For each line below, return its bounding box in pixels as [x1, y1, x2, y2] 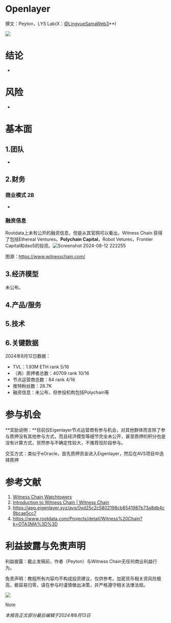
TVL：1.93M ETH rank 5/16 [12, 364, 70, 370]
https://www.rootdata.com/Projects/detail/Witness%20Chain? [12, 516, 142, 522]
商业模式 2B [5, 192, 35, 199]
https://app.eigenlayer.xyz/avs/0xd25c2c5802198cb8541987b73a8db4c [12, 505, 165, 511]
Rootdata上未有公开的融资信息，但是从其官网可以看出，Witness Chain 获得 [5, 230, 163, 236]
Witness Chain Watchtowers [12, 494, 72, 500]
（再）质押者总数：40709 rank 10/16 [12, 370, 90, 377]
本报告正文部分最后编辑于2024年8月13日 [5, 612, 91, 618]
